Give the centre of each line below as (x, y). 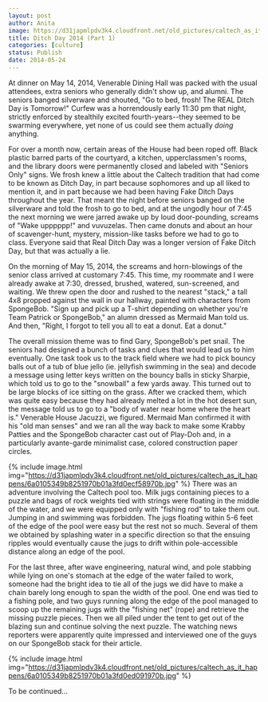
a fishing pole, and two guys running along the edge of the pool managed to (133, 601)
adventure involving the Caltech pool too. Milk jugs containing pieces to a (129, 492)
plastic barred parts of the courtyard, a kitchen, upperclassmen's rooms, (128, 157)
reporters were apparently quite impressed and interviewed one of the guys (133, 634)
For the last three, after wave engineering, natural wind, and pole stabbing (130, 566)
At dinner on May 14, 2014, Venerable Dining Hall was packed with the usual (133, 83)
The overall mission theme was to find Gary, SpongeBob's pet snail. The (127, 341)
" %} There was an (206, 483)
